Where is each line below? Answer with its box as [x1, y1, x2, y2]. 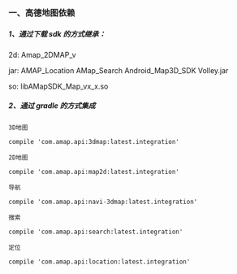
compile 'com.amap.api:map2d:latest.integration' [8, 167, 180, 176]
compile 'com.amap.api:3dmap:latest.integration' [8, 137, 180, 146]
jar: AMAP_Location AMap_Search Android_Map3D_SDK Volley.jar [8, 65, 229, 75]
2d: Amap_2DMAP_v [8, 50, 76, 59]
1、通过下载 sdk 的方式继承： [8, 28, 106, 38]
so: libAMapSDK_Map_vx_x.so [8, 81, 109, 91]
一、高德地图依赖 [8, 7, 75, 18]
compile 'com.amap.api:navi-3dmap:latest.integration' [8, 198, 198, 206]
